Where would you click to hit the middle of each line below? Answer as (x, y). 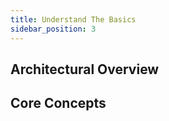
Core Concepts (58, 103)
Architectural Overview (85, 69)
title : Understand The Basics (73, 19)
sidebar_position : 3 (53, 29)
